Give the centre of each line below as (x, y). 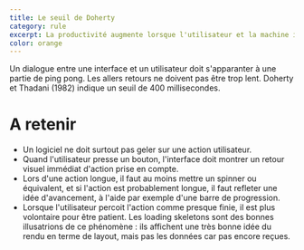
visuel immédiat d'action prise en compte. (100, 169)
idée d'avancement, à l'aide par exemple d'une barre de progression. (151, 198)
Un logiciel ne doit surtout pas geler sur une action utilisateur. (137, 149)
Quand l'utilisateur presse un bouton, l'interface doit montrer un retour (153, 159)
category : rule (38, 26)
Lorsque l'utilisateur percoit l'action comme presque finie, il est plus (149, 207)
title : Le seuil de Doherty (62, 18)
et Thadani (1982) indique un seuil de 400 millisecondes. (115, 88)
